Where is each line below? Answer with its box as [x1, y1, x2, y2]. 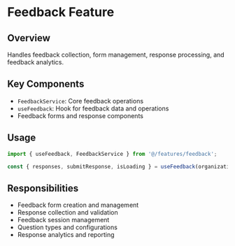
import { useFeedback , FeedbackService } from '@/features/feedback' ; [7, 150, 218, 157]
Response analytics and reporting [17, 231, 115, 239]
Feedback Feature [7, 4, 115, 20]
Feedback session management [17, 216, 110, 224]
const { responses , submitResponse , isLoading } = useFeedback [7, 163, 196, 170]
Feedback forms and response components [17, 111, 143, 120]
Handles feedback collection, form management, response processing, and [7, 50, 225, 59]
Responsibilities [7, 182, 79, 194]
